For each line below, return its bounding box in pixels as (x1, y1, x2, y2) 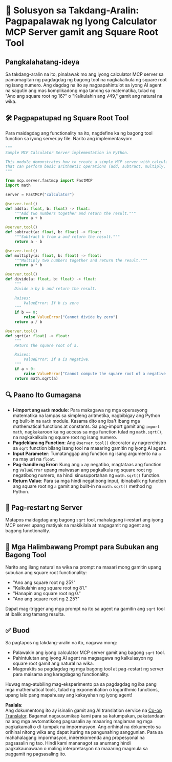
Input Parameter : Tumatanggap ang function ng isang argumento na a (12, 450, 161, 456)
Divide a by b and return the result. (14, 286, 97, 291)
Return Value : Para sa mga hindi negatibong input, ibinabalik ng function (12, 477, 166, 484)
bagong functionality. (5, 528, 50, 534)
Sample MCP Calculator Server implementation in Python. (5, 150, 130, 155)
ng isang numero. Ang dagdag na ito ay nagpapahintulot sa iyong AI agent (5, 82, 162, 88)
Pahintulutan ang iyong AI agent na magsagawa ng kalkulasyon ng (12, 655, 153, 661)
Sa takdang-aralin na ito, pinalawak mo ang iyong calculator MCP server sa (5, 71, 164, 77)
